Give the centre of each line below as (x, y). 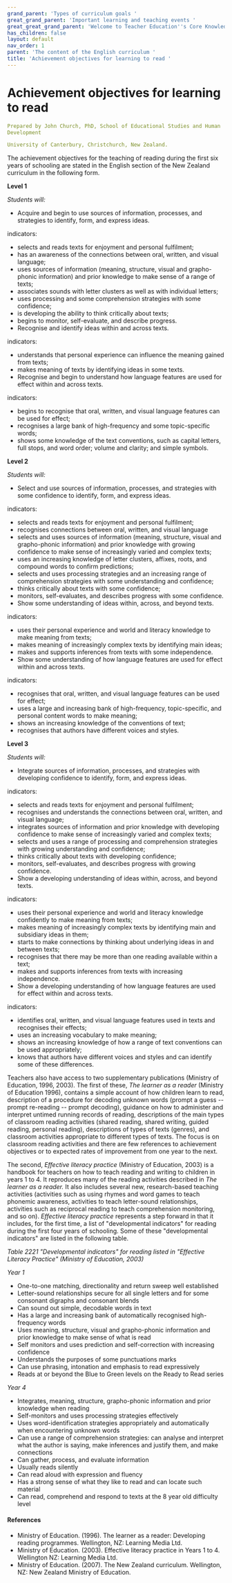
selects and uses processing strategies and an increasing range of (112, 574)
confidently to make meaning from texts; (75, 920)
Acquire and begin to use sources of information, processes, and (109, 213)
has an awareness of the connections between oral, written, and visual (118, 255)
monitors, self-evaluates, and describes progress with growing (106, 864)
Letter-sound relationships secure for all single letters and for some (113, 1293)
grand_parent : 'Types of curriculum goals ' (72, 13)
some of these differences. (56, 1065)
